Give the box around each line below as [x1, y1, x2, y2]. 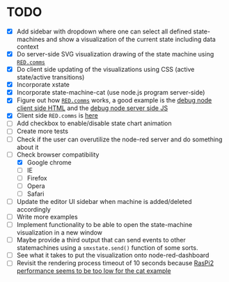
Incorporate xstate [16, 81, 70, 89]
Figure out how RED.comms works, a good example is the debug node [16, 96, 212, 104]
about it [16, 143, 39, 151]
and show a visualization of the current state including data [46, 36, 216, 43]
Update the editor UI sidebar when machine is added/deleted [16, 197, 192, 205]
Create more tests [16, 127, 69, 136]
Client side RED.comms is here [16, 111, 98, 120]
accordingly [16, 205, 52, 213]
